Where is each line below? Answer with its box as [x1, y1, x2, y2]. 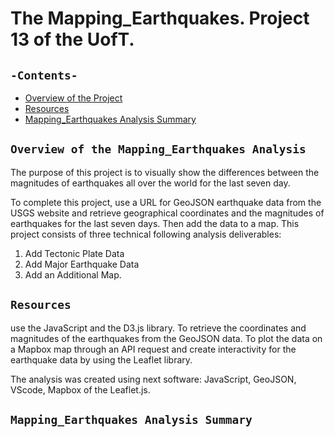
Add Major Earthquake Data [24, 258, 140, 270]
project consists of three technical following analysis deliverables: [10, 228, 282, 240]
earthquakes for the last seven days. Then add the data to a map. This [10, 217, 300, 229]
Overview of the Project [24, 92, 123, 104]
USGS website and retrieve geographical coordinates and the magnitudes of [10, 207, 325, 219]
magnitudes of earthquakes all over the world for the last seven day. [10, 177, 291, 189]
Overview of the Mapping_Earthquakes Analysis [10, 142, 307, 157]
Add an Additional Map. [24, 268, 122, 281]
